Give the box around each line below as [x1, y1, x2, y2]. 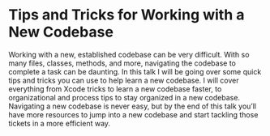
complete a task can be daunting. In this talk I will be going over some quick [8, 66, 262, 76]
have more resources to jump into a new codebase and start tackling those [8, 109, 259, 119]
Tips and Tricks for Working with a [8, 6, 245, 24]
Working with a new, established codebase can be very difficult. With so [8, 49, 250, 59]
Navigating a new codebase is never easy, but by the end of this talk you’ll [8, 101, 257, 111]
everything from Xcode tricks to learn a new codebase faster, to [8, 83, 222, 94]
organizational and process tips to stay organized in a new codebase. [8, 92, 241, 102]
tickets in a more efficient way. [8, 118, 111, 128]
